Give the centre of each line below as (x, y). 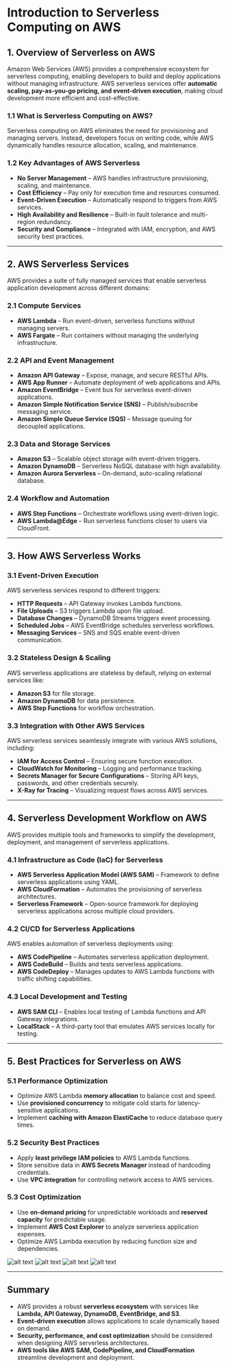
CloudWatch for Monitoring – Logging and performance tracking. (110, 768)
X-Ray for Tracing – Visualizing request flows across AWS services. (113, 790)
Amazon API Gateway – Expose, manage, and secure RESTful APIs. (113, 375)
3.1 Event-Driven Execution (53, 575)
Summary (28, 1290)
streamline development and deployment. (76, 1357)
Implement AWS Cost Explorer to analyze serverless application (107, 1226)
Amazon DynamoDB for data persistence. (76, 700)
